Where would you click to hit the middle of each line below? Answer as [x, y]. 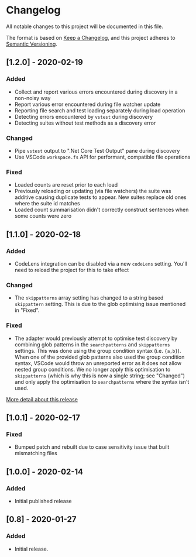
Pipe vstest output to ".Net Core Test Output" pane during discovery [97, 150]
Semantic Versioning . [32, 44]
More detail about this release [42, 399]
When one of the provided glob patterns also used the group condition [99, 357]
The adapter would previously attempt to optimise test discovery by [96, 338]
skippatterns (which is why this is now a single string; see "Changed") [100, 376]
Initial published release [43, 501]
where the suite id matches [47, 204]
